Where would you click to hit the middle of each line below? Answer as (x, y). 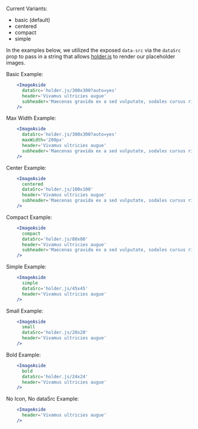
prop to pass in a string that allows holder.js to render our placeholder (91, 56)
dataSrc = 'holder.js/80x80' (55, 239)
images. (16, 63)
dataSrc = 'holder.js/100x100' (57, 189)
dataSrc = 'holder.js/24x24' (55, 376)
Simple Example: (27, 267)
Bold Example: (24, 355)
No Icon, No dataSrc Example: (43, 399)
